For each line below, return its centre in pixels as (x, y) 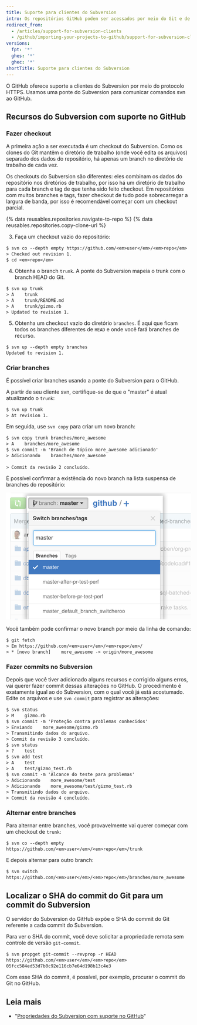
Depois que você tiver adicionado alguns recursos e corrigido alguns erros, (97, 679)
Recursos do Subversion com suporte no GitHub (96, 117)
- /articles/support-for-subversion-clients (67, 31)
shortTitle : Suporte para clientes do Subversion (68, 68)
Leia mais (24, 1002)
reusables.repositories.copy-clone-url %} (56, 225)
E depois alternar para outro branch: (50, 860)
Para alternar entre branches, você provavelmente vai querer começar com (97, 826)
